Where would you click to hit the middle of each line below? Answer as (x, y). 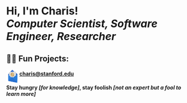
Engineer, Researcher (61, 37)
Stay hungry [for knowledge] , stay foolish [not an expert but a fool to (94, 87)
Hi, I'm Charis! (42, 11)
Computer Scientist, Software (82, 24)
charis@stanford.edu (47, 74)
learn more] (21, 93)
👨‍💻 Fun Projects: (37, 58)
